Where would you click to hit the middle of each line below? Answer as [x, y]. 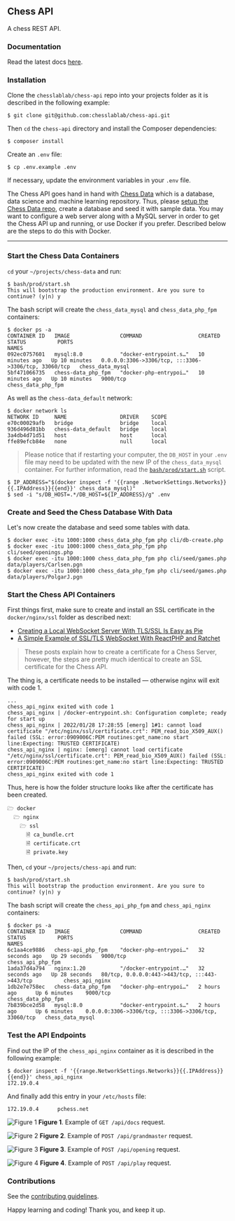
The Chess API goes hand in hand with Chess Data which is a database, [111, 194]
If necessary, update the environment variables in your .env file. [99, 180]
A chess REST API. [34, 28]
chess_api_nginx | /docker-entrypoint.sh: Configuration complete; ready [117, 713]
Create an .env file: [35, 154]
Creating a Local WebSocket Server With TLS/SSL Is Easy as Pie [110, 631]
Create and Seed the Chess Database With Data [90, 512]
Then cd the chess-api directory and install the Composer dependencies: [112, 128]
